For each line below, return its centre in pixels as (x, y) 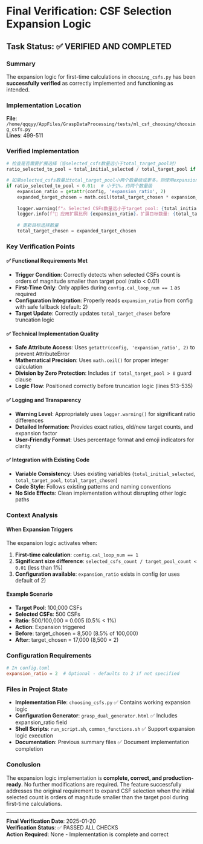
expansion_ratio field (41, 722)
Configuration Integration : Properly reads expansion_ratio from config (104, 300)
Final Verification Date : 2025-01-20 (51, 821)
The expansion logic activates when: (52, 542)
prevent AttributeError (42, 354)
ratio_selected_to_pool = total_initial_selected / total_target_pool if (101, 170)
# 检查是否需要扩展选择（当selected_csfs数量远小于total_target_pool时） (92, 164)
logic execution (34, 736)
